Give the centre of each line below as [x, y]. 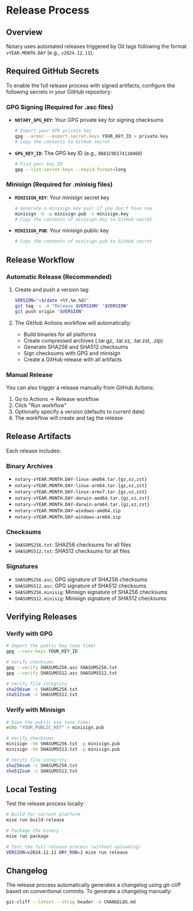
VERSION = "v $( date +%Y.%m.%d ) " [52, 300]
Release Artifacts [39, 436]
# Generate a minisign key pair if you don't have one [84, 208]
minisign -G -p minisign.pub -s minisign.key [71, 214]
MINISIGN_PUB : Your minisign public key [62, 231]
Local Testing [32, 789]
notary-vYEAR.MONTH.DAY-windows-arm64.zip [68, 517]
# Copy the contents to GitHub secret [62, 142]
